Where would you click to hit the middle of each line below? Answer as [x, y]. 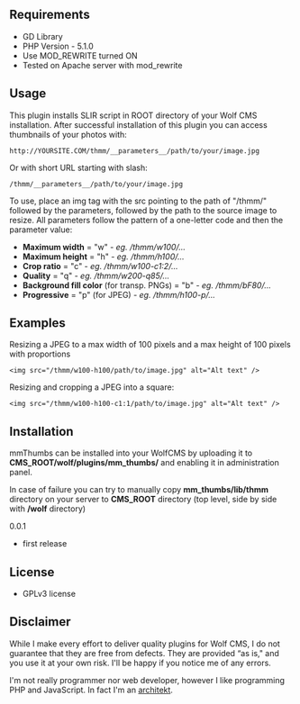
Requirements [50, 15]
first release [45, 544]
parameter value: [41, 230]
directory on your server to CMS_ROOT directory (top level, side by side [143, 500]
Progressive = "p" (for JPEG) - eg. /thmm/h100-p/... [119, 294]
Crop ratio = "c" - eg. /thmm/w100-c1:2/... [100, 266]
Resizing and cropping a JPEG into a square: [92, 387]
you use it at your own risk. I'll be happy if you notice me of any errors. [141, 663]
